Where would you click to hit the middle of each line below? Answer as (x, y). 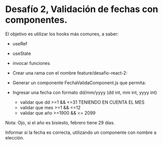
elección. (15, 137)
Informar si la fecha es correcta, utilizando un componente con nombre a (81, 132)
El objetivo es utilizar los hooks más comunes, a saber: (62, 34)
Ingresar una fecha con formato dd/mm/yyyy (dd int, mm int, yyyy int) (85, 92)
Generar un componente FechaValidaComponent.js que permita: (79, 83)
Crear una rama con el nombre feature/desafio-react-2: (70, 73)
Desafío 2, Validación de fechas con (82, 9)
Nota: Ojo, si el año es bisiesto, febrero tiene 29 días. (60, 122)
